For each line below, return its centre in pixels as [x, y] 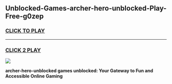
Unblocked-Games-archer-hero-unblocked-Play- [86, 8]
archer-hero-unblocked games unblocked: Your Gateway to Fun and [79, 70]
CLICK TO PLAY [25, 31]
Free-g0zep [25, 17]
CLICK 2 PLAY [23, 50]
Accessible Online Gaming [34, 76]
